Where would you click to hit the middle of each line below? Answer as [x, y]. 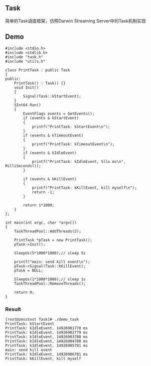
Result [13, 309]
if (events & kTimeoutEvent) [53, 135]
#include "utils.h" [25, 61]
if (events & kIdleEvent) [50, 153]
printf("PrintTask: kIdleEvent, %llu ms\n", [79, 161]
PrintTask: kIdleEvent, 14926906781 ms [47, 354]
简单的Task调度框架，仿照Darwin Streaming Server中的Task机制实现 [75, 21]
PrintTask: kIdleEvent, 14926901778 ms [47, 328]
